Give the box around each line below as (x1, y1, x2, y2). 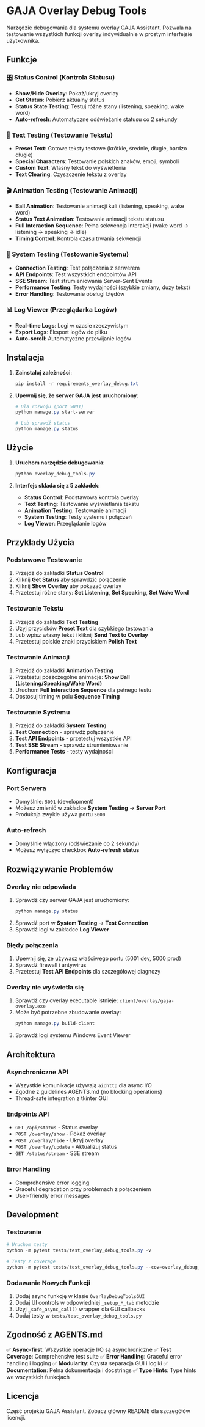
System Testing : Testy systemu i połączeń (24, 513, 132, 520)
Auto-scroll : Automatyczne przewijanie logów (15, 334, 132, 342)
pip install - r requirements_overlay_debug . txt (15, 380, 138, 387)
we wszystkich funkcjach (6, 1373, 70, 1381)
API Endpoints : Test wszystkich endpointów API (15, 270, 137, 278)
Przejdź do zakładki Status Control (15, 570, 104, 577)
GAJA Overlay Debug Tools (6, 4, 148, 18)
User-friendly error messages (15, 1192, 90, 1199)
